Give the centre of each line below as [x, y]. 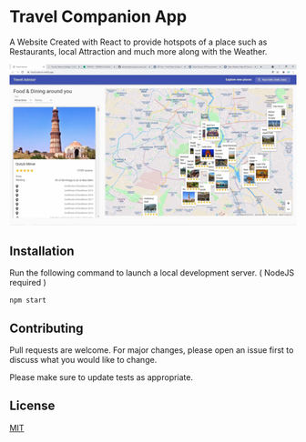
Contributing [46, 328]
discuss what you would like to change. [83, 360]
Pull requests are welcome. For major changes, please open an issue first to [152, 350]
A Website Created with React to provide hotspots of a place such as [138, 42]
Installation [42, 251]
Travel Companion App [98, 17]
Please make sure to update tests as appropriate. [102, 377]
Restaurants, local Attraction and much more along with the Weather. [138, 51]
